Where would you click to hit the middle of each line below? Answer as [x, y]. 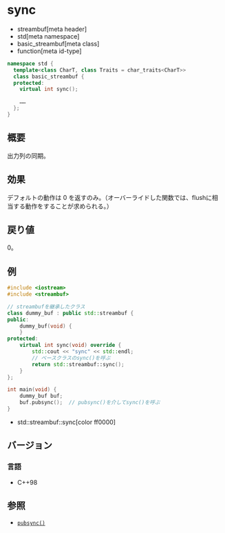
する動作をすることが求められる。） [63, 206]
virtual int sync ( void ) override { [71, 345]
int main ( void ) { [32, 390]
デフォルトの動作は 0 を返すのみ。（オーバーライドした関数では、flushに [110, 197]
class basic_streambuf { [49, 77]
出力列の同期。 [28, 155]
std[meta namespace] [48, 36]
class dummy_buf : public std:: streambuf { [71, 313]
